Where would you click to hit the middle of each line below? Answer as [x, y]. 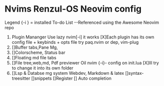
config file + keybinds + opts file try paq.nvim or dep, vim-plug [75, 42]
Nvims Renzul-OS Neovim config [73, 9]
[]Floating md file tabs [34, 57]
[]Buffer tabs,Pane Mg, [35, 47]
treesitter [21, 78]
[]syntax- [134, 73]
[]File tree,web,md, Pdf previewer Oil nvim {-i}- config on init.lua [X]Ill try [85, 63]
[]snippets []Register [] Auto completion [71, 78]
